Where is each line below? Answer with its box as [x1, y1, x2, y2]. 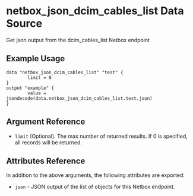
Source [6, 17, 43, 30]
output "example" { [6, 85, 55, 91]
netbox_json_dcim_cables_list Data [6, 4, 184, 18]
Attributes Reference [6, 156, 86, 166]
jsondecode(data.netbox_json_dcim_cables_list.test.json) [6, 95, 153, 102]
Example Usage [6, 53, 65, 64]
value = [27, 90, 46, 96]
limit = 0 [27, 74, 52, 81]
